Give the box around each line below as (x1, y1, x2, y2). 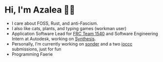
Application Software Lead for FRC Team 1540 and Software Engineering (11, 31, 158, 36)
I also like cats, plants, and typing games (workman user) (11, 25, 127, 31)
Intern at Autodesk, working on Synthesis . (11, 36, 96, 42)
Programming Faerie (11, 51, 53, 57)
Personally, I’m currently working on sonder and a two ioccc (11, 41, 133, 46)
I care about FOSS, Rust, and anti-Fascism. (11, 20, 98, 26)
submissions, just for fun (11, 46, 61, 52)
